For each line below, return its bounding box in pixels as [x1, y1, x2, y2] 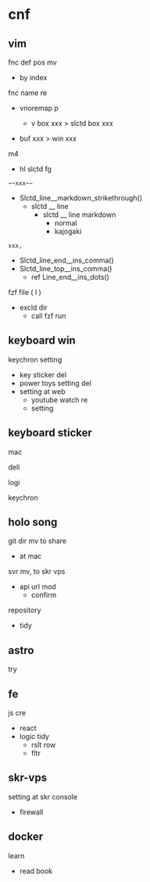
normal [54, 219, 77, 227]
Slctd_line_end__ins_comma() [19, 255, 115, 265]
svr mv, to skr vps [8, 567, 66, 576]
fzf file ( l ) [8, 288, 41, 296]
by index [19, 73, 48, 82]
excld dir [19, 303, 48, 312]
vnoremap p [19, 104, 59, 112]
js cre [8, 708, 26, 718]
